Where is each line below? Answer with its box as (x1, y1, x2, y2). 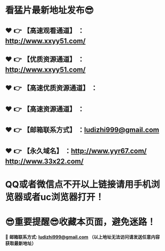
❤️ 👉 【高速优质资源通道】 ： (5, 84, 98, 92)
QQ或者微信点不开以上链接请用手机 (5, 178, 151, 190)
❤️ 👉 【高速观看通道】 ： (5, 26, 85, 35)
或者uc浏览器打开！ (23, 191, 104, 203)
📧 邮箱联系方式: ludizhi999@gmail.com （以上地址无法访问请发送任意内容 (5, 234, 160, 240)
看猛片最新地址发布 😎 (5, 5, 94, 16)
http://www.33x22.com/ (5, 157, 84, 165)
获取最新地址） (5, 240, 36, 246)
